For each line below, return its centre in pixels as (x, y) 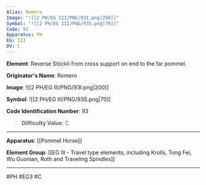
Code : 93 (17, 29)
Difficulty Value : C (45, 123)
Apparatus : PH (25, 35)
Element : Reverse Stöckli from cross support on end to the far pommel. (97, 63)
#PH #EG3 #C (24, 176)
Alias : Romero (25, 12)
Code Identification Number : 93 (48, 111)
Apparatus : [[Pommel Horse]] (44, 140)
